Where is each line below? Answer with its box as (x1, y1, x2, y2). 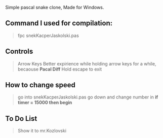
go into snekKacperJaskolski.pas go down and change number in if (17, 94, 158, 100)
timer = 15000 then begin (17, 99, 72, 106)
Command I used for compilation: (5, 19, 113, 27)
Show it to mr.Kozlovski (17, 128, 67, 134)
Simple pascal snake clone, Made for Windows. (5, 5, 104, 10)
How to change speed (5, 81, 76, 89)
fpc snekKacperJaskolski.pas (17, 32, 79, 39)
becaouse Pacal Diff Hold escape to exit (17, 66, 102, 72)
